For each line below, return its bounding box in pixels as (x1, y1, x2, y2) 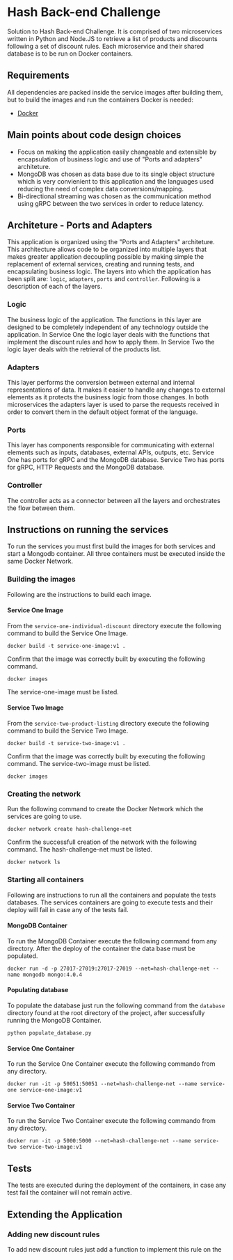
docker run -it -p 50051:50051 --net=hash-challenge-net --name (7, 1080, 198, 1087)
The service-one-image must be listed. (7, 687, 120, 696)
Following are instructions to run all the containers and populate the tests (7, 891, 216, 899)
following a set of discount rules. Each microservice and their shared (7, 42, 204, 50)
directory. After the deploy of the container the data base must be (7, 944, 196, 952)
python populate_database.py (7, 1030, 92, 1037)
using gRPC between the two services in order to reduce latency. (17, 199, 204, 207)
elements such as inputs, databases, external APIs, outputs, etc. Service (7, 448, 214, 456)
